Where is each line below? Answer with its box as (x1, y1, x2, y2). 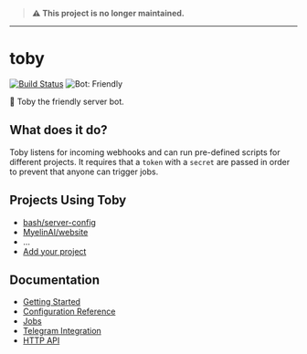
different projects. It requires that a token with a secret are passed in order (9, 156, 291, 167)
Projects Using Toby (9, 193, 127, 208)
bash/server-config (22, 216, 96, 227)
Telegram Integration (22, 326, 102, 337)
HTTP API (22, 335, 60, 346)
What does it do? (9, 122, 108, 138)
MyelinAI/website (22, 226, 89, 237)
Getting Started (22, 297, 80, 307)
